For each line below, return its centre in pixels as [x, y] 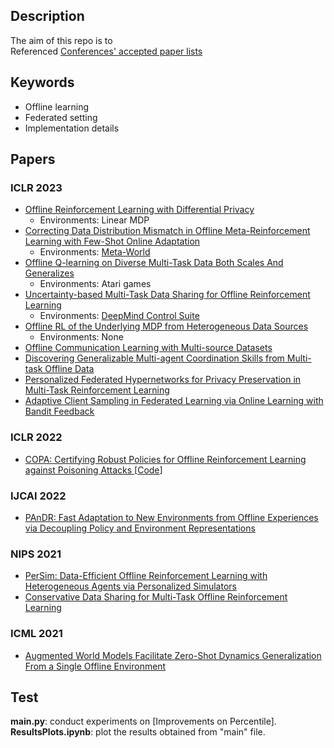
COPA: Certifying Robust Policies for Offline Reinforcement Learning [165, 459]
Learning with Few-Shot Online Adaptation [112, 241]
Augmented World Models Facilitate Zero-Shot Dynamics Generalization [173, 655]
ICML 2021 [36, 634]
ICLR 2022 [36, 437]
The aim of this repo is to [61, 40]
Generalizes [49, 273]
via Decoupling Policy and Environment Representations [140, 528]
